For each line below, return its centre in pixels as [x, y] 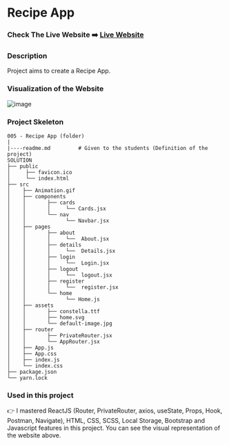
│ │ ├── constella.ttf [53, 312]
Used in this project [40, 395]
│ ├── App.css [32, 354]
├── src [18, 184]
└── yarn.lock [28, 378]
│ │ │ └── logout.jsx [60, 275]
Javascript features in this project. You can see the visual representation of [114, 428]
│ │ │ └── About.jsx [58, 239]
